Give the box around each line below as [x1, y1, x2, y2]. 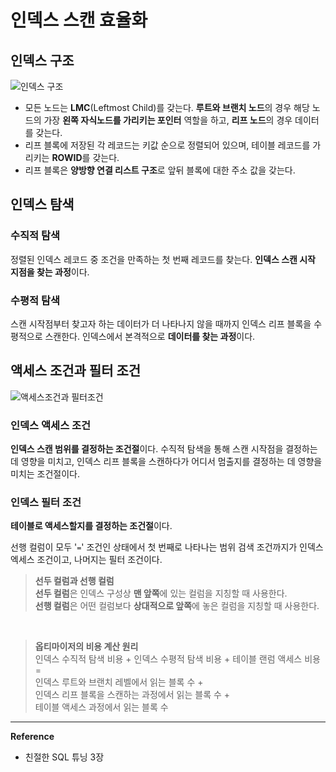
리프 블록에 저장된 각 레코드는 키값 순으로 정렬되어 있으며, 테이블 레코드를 [24, 139, 311, 151]
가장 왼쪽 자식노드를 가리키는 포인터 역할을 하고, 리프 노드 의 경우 [43, 114, 293, 126]
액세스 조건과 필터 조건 [10, 362, 142, 380]
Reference [10, 731, 55, 743]
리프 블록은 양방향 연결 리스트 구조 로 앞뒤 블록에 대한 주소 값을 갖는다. [24, 164, 296, 176]
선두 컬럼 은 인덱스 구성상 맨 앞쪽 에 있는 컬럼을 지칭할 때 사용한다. [34, 587, 288, 600]
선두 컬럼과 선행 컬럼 [34, 575, 115, 587]
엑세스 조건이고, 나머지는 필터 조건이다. [10, 554, 163, 566]
